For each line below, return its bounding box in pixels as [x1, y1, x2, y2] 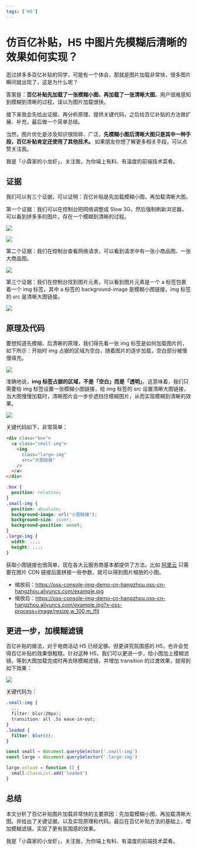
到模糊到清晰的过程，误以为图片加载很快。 [6, 98, 109, 105]
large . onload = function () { [6, 765, 80, 771]
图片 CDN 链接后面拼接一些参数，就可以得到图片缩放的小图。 [16, 568, 164, 575]
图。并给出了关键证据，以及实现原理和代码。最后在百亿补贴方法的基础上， [6, 818, 186, 825]
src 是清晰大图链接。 [12, 293, 63, 300]
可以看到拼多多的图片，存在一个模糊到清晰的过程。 [6, 213, 130, 220]
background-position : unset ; [11, 523, 83, 528]
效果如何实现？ [6, 51, 79, 63]
